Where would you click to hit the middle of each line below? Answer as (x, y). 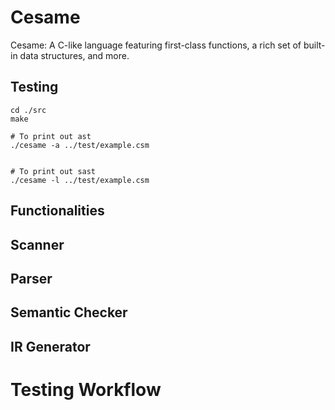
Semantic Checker (69, 312)
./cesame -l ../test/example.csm (80, 180)
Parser (31, 278)
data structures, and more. (74, 55)
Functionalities (57, 211)
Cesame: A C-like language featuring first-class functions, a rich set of (156, 45)
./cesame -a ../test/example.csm (80, 145)
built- (314, 45)
